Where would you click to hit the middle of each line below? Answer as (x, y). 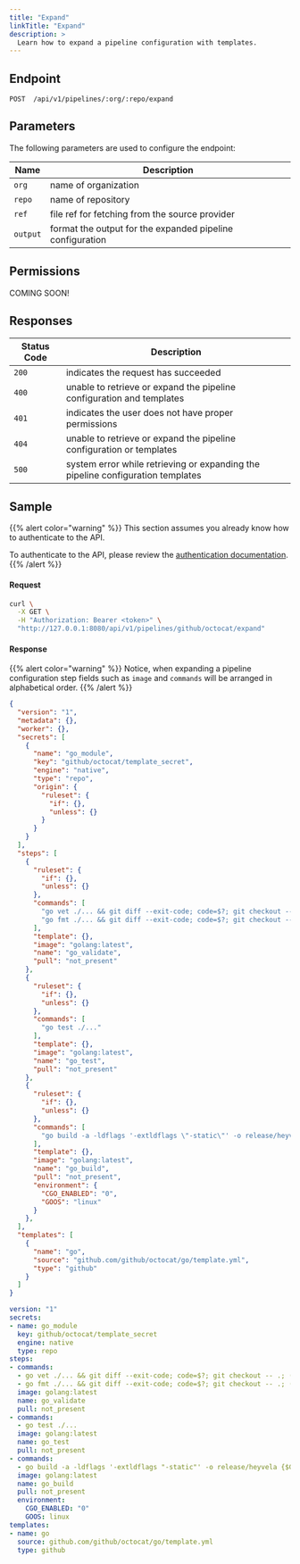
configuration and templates (125, 398)
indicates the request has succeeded (143, 372)
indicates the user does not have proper (150, 412)
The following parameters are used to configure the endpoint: (123, 147)
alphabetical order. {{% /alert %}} (71, 687)
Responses (41, 321)
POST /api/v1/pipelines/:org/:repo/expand (92, 99)
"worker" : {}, (43, 728)
